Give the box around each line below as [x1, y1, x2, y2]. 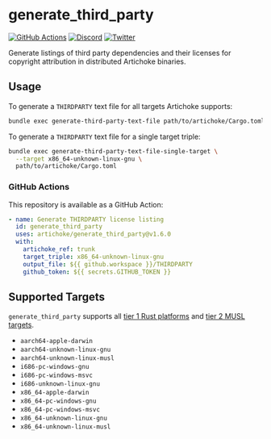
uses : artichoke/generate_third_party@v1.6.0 [15, 230, 172, 239]
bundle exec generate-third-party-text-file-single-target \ [8, 147, 219, 155]
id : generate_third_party [15, 223, 103, 231]
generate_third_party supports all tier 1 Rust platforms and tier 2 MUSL [8, 311, 246, 321]
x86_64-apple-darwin [19, 389, 90, 397]
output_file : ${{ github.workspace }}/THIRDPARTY [23, 260, 194, 268]
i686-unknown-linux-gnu [19, 380, 101, 388]
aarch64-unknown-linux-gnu [19, 345, 111, 354]
